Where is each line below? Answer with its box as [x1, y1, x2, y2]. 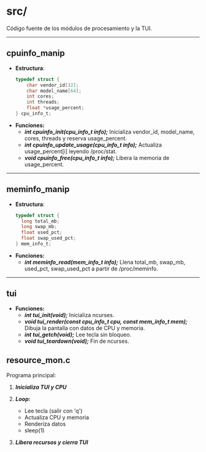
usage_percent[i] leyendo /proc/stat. [24, 147, 117, 155]
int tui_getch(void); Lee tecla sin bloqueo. [24, 331, 132, 338]
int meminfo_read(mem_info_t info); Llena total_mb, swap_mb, [24, 258, 186, 266]
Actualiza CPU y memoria [24, 413, 90, 421]
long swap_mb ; [21, 224, 57, 230]
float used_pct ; [21, 229, 63, 236]
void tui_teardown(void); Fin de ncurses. [24, 337, 130, 345]
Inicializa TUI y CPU [15, 383, 67, 391]
